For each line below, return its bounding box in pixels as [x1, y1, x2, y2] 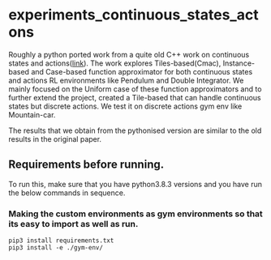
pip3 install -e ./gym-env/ [8, 244, 104, 252]
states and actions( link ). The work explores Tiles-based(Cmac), [8, 58, 222, 68]
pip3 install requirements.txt [8, 237, 114, 245]
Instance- [222, 58, 256, 68]
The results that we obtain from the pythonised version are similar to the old [8, 126, 262, 135]
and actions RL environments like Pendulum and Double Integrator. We [8, 75, 244, 85]
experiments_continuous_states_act [8, 6, 259, 24]
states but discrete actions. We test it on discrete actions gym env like [8, 101, 243, 111]
